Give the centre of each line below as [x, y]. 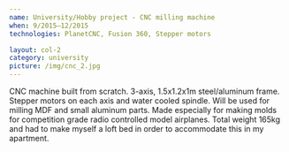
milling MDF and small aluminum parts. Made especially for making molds [143, 110]
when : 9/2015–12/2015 [49, 26]
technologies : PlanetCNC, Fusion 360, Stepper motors [110, 34]
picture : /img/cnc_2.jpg [55, 66]
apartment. [29, 138]
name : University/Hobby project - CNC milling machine [112, 17]
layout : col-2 [35, 49]
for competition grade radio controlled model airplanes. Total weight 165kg [145, 119]
